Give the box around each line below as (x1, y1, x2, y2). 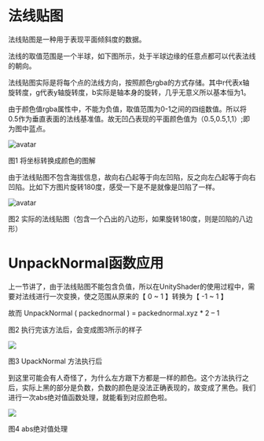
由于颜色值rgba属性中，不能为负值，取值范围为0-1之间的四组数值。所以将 (8, 104, 247, 114)
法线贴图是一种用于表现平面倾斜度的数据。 (8, 35, 146, 44)
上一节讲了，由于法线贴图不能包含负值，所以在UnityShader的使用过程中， (8, 282, 248, 291)
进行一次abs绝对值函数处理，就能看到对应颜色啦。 (8, 392, 171, 402)
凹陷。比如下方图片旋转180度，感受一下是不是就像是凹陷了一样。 (8, 182, 220, 191)
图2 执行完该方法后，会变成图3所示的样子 (8, 325, 143, 334)
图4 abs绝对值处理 (8, 424, 68, 433)
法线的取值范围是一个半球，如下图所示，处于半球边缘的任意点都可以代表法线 (8, 51, 256, 60)
